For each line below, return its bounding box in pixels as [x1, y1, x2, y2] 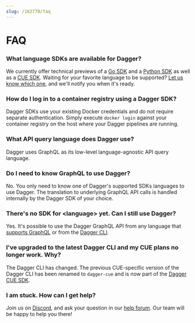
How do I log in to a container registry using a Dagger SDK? [6, 95, 177, 103]
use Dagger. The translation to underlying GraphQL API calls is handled [6, 189, 177, 196]
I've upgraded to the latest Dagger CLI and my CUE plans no [6, 244, 179, 252]
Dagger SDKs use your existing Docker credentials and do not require [6, 108, 173, 115]
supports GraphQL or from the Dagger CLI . [6, 229, 109, 236]
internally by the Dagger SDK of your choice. [6, 195, 114, 202]
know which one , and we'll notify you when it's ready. [6, 80, 135, 88]
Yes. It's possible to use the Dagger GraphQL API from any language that [6, 223, 182, 230]
